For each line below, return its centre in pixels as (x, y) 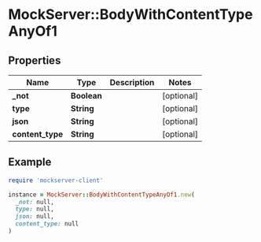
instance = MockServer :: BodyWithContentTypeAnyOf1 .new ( (101, 195)
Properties (35, 60)
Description (132, 82)
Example (30, 162)
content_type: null (47, 224)
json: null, (35, 217)
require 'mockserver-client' (56, 180)
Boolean (86, 96)
